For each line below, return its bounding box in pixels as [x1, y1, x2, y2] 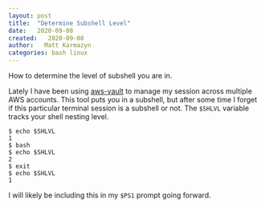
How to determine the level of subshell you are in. [8, 71, 173, 80]
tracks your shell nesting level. [8, 112, 109, 121]
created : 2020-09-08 [8, 34, 84, 42]
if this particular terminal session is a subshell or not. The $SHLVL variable [8, 103, 250, 113]
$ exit [8, 162, 31, 170]
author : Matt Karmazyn [8, 42, 92, 50]
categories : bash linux [8, 49, 88, 57]
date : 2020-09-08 [8, 26, 74, 34]
